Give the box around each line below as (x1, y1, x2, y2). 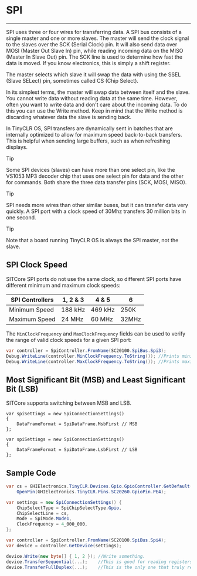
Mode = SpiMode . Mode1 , (16, 516, 72, 522)
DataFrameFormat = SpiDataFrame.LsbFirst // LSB (16, 447, 138, 453)
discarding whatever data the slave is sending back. (6, 113, 132, 120)
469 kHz (90, 306, 116, 314)
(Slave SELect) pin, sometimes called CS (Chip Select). (6, 77, 139, 84)
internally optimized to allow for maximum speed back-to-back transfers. (6, 131, 182, 138)
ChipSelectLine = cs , (16, 510, 69, 516)
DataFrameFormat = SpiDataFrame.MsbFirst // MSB (16, 421, 138, 427)
